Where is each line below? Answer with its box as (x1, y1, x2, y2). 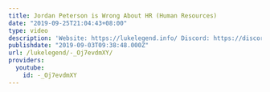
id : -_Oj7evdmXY (22, 71, 78, 79)
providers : (8, 57, 45, 65)
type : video (8, 26, 48, 34)
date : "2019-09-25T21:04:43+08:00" (8, 19, 128, 27)
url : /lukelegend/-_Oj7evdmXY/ (8, 49, 113, 57)
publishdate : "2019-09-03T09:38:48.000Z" (8, 42, 149, 50)
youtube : (15, 64, 45, 72)
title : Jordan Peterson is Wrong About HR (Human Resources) (8, 11, 218, 20)
